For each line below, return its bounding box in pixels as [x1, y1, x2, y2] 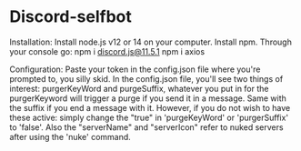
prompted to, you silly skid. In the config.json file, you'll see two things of [9, 73, 284, 84]
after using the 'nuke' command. [9, 131, 132, 142]
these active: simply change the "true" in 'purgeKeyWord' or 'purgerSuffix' [9, 112, 289, 123]
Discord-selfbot [9, 6, 132, 27]
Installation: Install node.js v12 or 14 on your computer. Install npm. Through [9, 36, 293, 47]
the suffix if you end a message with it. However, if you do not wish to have [9, 102, 291, 113]
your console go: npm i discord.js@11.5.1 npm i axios [9, 45, 206, 56]
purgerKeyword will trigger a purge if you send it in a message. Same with [9, 93, 286, 104]
